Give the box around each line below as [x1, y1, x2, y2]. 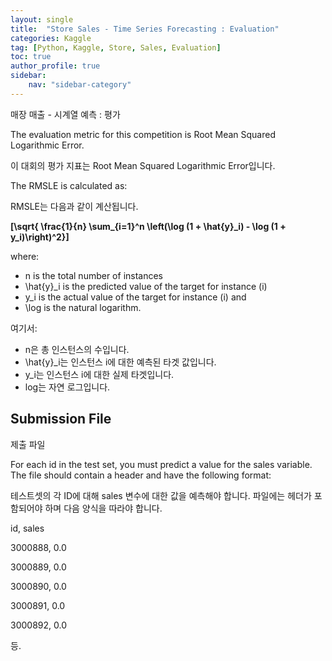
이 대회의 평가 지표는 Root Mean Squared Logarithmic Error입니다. [10, 159, 276, 171]
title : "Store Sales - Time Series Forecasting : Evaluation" [10, 24, 280, 34]
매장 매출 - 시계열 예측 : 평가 [10, 108, 121, 120]
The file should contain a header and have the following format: [10, 469, 272, 481]
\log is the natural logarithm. [24, 301, 142, 313]
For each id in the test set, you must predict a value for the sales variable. [10, 458, 313, 470]
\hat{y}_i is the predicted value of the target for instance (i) [24, 280, 268, 292]
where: [10, 250, 40, 262]
